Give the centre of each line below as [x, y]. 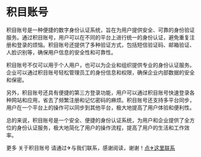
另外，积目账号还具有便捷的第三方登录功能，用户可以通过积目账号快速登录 [98, 93]
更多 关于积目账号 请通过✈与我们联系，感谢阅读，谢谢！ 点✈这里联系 [91, 147]
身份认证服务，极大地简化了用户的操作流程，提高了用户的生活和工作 [100, 127]
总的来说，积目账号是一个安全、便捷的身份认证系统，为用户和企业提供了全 [98, 120]
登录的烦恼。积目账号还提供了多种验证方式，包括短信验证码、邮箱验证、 [106, 45]
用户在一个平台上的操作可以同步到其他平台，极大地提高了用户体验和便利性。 [100, 107]
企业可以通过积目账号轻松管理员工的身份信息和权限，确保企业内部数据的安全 [100, 72]
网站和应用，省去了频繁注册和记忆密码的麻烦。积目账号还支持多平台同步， [103, 100]
